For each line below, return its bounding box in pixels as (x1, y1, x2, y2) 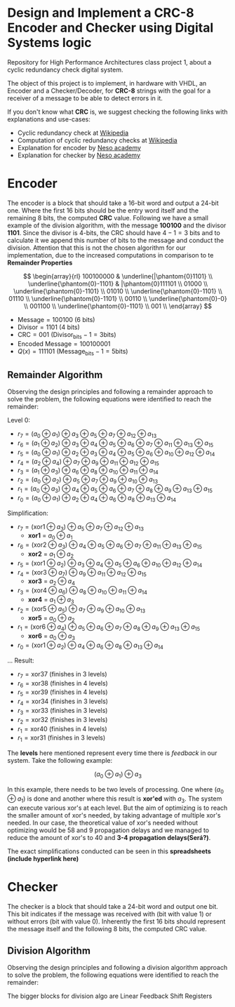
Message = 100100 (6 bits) (17, 315, 95, 324)
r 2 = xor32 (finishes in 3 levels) (17, 715, 108, 726)
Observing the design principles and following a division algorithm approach (7, 963, 228, 972)
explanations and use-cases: (7, 114, 91, 124)
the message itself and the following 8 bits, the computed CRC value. (7, 924, 207, 933)
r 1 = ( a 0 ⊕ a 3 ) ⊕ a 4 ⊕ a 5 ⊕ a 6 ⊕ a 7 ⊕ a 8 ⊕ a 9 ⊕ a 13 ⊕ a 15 (17, 484, 213, 494)
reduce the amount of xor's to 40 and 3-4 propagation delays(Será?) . (7, 833, 211, 841)
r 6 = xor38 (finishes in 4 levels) (17, 679, 109, 689)
